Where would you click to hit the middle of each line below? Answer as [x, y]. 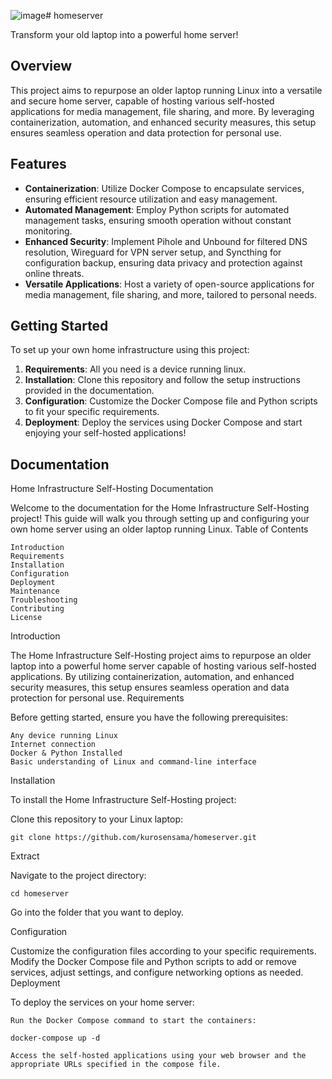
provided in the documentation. [89, 391]
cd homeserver [40, 894]
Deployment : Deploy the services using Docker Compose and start [163, 422]
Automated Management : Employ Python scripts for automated [157, 209]
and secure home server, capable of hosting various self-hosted [142, 101]
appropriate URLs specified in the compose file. [116, 1065]
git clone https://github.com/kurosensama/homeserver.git [133, 838]
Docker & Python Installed [66, 753]
